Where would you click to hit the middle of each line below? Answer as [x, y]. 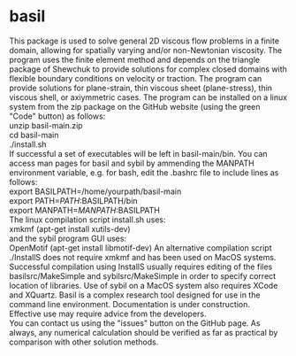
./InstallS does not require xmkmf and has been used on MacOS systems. [143, 257]
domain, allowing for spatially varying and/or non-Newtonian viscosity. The [146, 50]
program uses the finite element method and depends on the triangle [135, 59]
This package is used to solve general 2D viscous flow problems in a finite [144, 41]
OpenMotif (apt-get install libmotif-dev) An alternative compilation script [140, 248]
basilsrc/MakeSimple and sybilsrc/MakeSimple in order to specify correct [143, 275]
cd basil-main [34, 135]
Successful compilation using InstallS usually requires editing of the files [141, 267]
